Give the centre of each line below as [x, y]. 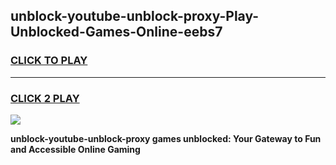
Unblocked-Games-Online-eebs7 [116, 32]
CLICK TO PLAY [49, 61]
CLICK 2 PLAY [45, 98]
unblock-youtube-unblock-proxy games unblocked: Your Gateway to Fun [166, 138]
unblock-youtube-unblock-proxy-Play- [135, 16]
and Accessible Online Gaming [75, 149]
